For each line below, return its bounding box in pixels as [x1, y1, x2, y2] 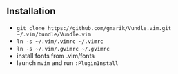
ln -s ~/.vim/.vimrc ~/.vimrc [16, 38, 104, 45]
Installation [6, 5, 56, 17]
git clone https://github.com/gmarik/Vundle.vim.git [16, 25, 172, 32]
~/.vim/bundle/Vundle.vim [16, 31, 91, 38]
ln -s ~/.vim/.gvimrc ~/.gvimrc [16, 45, 110, 52]
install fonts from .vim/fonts [16, 51, 95, 60]
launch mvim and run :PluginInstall [16, 58, 119, 67]
